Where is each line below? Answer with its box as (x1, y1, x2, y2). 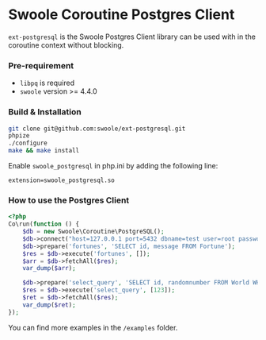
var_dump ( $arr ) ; (22, 265, 77, 272)
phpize (8, 132, 30, 140)
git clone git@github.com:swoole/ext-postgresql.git (8, 125, 186, 133)
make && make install (8, 147, 80, 155)
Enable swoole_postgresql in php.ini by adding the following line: (8, 161, 218, 171)
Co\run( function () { (8, 220, 80, 228)
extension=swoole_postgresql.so (8, 176, 115, 184)
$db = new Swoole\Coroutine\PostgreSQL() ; (22, 228, 165, 236)
